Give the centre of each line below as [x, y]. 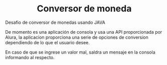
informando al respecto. [30, 57]
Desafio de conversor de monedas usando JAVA [55, 22]
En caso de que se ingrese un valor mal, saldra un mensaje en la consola [80, 52]
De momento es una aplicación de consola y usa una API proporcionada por [84, 32]
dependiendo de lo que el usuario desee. [48, 42]
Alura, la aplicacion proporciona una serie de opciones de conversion [77, 37]
